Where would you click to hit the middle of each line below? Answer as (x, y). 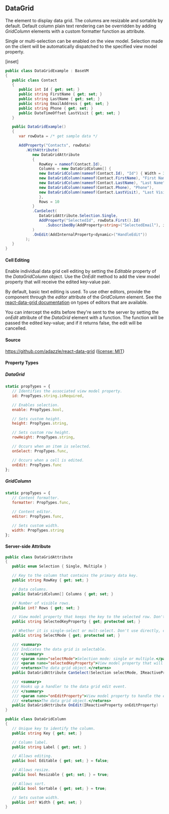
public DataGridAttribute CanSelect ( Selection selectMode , (75, 673)
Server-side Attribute (28, 546)
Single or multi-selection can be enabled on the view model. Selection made (84, 41)
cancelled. (16, 328)
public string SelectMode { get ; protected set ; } (66, 636)
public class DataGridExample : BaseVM (47, 71)
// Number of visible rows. (41, 603)
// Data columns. (30, 589)
